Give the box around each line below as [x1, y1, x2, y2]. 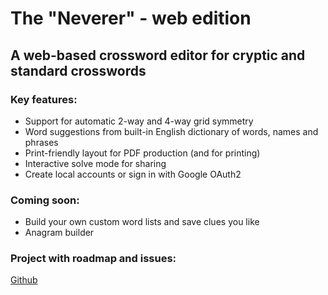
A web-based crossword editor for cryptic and [10, 47, 306, 64]
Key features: [10, 92, 78, 106]
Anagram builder [24, 227, 95, 239]
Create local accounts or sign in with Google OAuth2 [24, 168, 242, 180]
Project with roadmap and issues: [10, 252, 177, 266]
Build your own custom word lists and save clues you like [24, 216, 260, 228]
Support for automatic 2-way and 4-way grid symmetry [24, 115, 254, 127]
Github [10, 274, 38, 286]
